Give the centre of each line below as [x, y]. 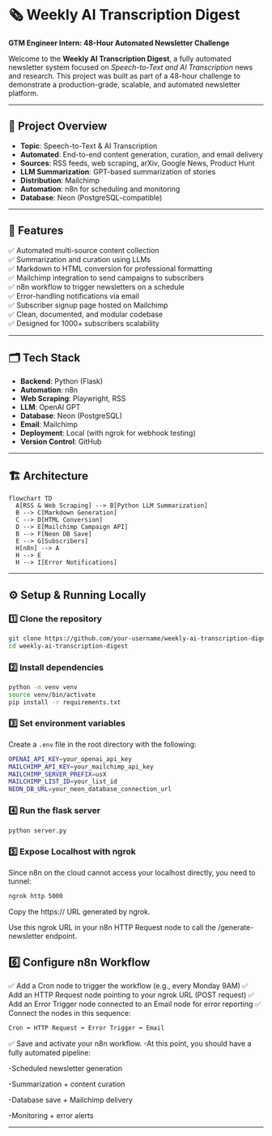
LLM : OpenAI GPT [50, 407]
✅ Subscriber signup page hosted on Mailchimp [88, 305]
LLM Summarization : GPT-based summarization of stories [118, 171]
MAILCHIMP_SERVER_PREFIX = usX [57, 774]
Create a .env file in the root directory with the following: [102, 744]
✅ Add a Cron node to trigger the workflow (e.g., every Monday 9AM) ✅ [128, 986]
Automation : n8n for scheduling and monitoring [100, 189]
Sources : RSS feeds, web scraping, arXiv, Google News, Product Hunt [137, 163]
